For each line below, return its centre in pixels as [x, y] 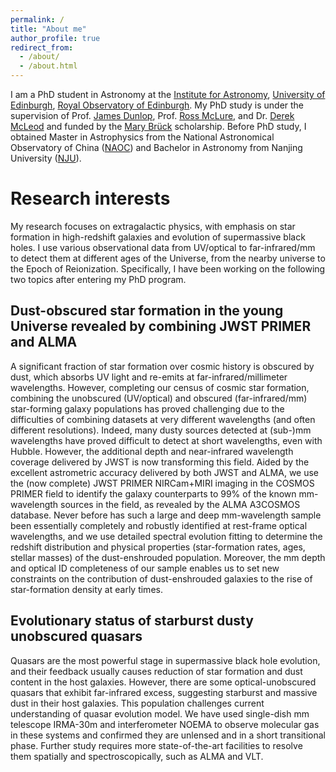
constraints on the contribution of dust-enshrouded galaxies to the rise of [161, 578]
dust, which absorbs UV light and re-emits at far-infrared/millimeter [149, 377]
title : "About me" [48, 29]
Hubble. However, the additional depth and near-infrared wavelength [152, 451]
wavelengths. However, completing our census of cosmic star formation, [160, 387]
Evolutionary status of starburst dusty [132, 621]
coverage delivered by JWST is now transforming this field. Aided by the [160, 462]
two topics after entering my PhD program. [98, 279]
